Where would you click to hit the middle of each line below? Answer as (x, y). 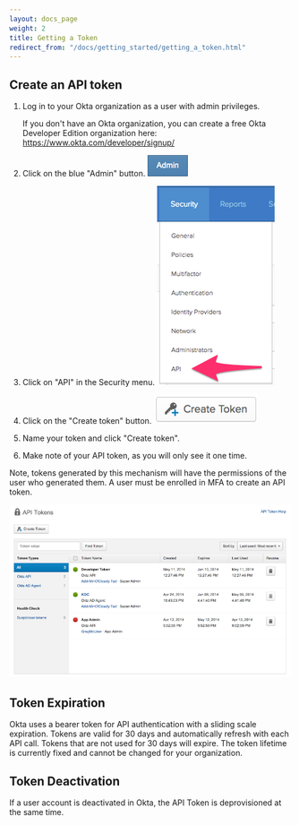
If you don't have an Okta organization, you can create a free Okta (144, 124)
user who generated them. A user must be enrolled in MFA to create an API (147, 483)
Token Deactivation (65, 781)
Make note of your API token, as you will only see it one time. (135, 456)
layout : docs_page (43, 19)
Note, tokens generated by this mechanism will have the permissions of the (148, 473)
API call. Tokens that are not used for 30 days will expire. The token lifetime (148, 743)
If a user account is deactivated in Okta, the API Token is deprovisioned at (145, 803)
